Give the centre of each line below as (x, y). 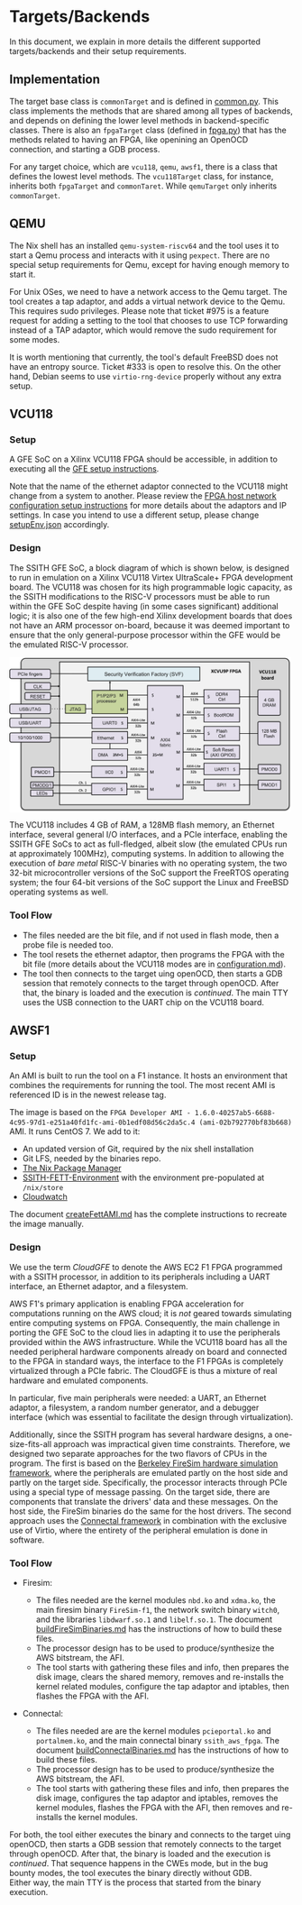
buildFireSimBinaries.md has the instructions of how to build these (159, 1629)
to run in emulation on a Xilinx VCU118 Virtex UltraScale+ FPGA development (151, 577)
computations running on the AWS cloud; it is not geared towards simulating (151, 1313)
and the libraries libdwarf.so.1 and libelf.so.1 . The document (154, 1619)
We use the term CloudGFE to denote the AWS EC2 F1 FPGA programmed (146, 1267)
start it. (23, 274)
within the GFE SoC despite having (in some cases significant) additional (144, 606)
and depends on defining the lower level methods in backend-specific (139, 120)
